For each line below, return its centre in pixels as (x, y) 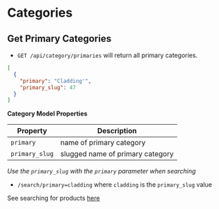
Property (32, 131)
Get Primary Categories (59, 39)
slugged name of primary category (117, 154)
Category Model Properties (48, 114)
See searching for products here (54, 198)
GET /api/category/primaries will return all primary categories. (107, 55)
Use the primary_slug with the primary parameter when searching (102, 171)
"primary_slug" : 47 (48, 87)
